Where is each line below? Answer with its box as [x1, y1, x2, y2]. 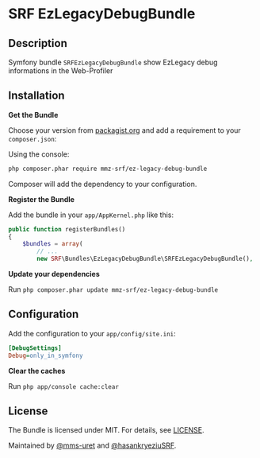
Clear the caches [8, 366, 66, 375]
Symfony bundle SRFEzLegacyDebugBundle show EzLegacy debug [8, 57, 218, 67]
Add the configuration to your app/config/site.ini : [8, 328, 176, 338]
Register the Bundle [8, 194, 75, 204]
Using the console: [8, 149, 70, 159]
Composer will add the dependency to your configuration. [8, 179, 197, 188]
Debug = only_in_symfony [8, 351, 83, 359]
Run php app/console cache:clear [8, 381, 119, 390]
